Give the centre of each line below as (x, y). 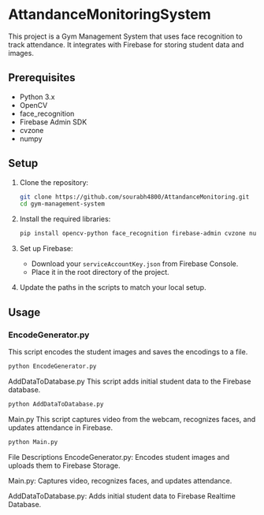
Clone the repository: (54, 182)
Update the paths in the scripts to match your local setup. (113, 287)
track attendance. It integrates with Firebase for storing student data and (126, 44)
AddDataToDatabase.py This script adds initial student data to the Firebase (130, 381)
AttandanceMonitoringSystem (110, 15)
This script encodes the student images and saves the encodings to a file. (128, 351)
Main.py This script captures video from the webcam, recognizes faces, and (132, 419)
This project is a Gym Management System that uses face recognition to (125, 36)
